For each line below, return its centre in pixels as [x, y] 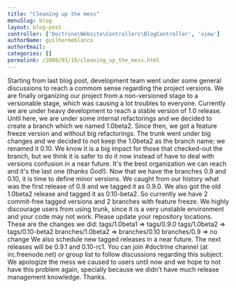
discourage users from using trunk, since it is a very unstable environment [116, 209]
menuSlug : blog [30, 21]
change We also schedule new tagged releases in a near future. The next [114, 239]
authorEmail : [27, 47]
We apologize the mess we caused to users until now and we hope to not [114, 262]
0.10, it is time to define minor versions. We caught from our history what [113, 178]
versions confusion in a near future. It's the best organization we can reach [117, 164]
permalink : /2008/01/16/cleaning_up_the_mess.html [84, 60]
